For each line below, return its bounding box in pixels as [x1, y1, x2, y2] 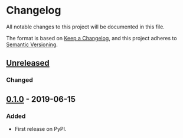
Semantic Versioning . [6, 41, 58, 48]
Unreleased [6, 58, 50, 68]
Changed [6, 76, 34, 84]
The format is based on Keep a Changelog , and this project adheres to [6, 34, 177, 41]
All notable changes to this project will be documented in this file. [6, 23, 165, 30]
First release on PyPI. [14, 125, 67, 132]
